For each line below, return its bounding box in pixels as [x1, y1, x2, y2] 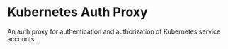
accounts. [7, 34, 37, 43]
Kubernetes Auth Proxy [7, 4, 148, 20]
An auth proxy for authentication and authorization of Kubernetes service [7, 27, 221, 36]
